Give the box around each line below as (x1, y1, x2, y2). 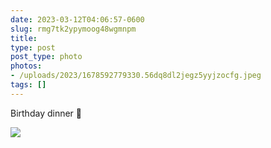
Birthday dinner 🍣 (10, 107, 82, 119)
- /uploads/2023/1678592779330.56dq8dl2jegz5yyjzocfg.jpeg (10, 71, 262, 81)
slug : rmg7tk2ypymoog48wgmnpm (10, 24, 137, 34)
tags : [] (10, 80, 47, 90)
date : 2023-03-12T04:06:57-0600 (10, 14, 145, 25)
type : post (10, 42, 56, 53)
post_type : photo (10, 52, 83, 62)
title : (10, 33, 38, 43)
